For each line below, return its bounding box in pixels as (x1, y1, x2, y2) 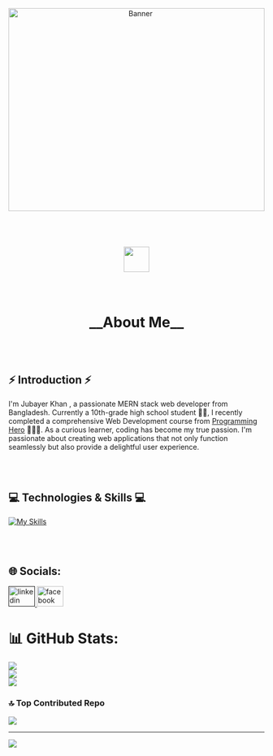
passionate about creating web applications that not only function (8, 433, 228, 443)
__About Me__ (89, 313, 184, 332)
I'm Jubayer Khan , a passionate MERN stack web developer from (8, 399, 228, 408)
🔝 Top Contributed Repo (8, 698, 106, 709)
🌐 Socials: (8, 564, 62, 578)
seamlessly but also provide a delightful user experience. (8, 442, 200, 451)
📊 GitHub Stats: (8, 629, 119, 647)
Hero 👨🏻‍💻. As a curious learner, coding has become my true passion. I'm (8, 425, 252, 434)
